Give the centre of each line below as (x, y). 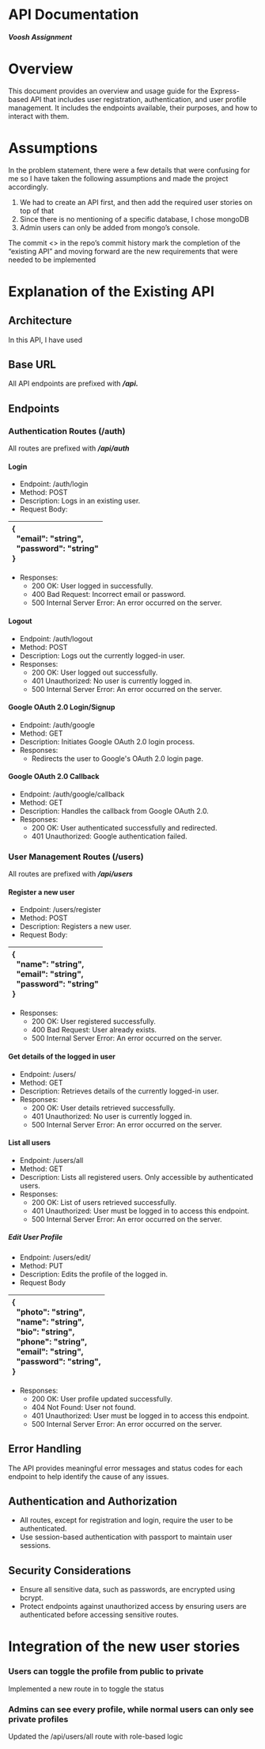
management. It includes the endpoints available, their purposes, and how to (133, 108)
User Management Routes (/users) (76, 857)
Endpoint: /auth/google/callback (72, 794)
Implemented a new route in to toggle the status (86, 1689)
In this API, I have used (45, 340)
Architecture (40, 321)
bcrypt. (31, 1598)
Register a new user (42, 892)
